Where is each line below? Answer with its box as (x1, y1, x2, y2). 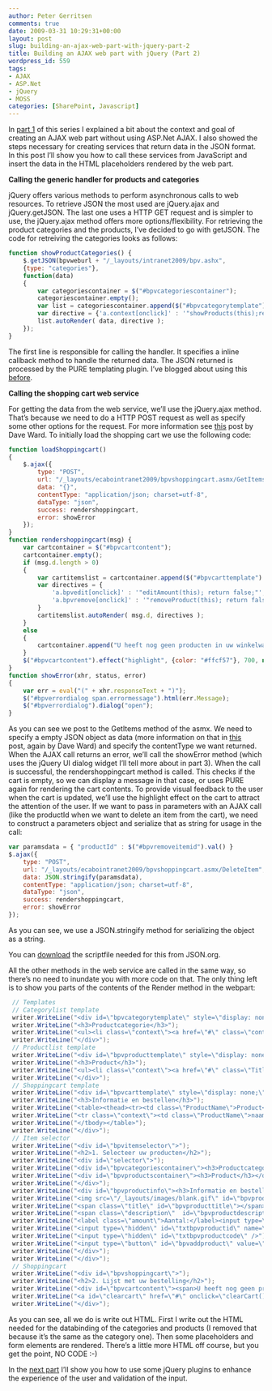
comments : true (8, 19, 60, 28)
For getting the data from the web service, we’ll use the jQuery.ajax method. (8, 404, 261, 413)
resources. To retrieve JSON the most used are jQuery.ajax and (8, 199, 219, 209)
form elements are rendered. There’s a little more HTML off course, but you (8, 1340, 259, 1350)
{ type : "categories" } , (23, 264, 100, 272)
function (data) (23, 272, 74, 280)
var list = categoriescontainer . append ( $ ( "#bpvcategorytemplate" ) (37, 302, 266, 310)
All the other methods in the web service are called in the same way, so (8, 965, 247, 975)
